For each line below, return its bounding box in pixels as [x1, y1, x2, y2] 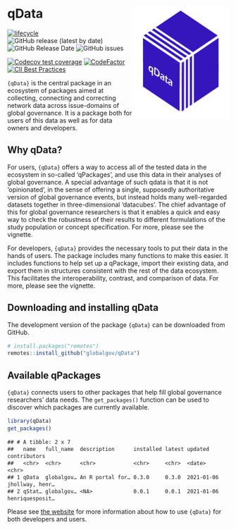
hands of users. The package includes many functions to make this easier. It [7, 251, 229, 259]
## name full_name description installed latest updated [7, 445, 210, 452]
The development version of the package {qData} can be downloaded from [7, 320, 225, 329]
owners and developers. [7, 123, 77, 132]
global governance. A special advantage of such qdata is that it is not [7, 178, 209, 186]
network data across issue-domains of [7, 101, 120, 109]
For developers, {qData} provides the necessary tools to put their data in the [7, 244, 228, 252]
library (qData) [7, 418, 52, 425]
